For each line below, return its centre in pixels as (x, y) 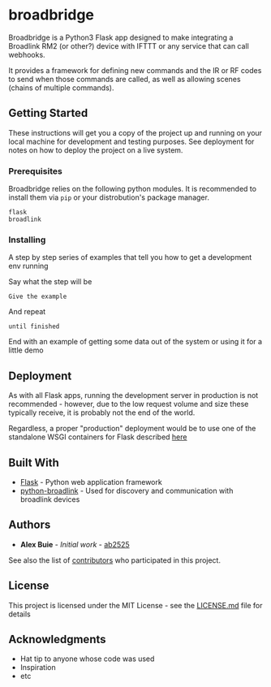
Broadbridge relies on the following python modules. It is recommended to (133, 189)
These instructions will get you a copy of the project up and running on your (135, 132)
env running (28, 266)
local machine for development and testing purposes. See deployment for (131, 141)
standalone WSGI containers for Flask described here (98, 437)
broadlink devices (50, 499)
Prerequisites (35, 171)
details (19, 614)
